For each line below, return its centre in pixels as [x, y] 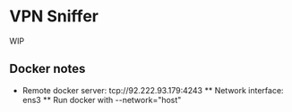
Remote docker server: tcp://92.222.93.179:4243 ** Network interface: [153, 90]
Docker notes [47, 69]
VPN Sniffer [54, 16]
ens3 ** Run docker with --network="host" [102, 100]
